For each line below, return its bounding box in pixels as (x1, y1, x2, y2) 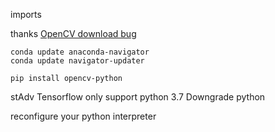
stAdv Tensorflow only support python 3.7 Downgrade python (10, 91, 266, 103)
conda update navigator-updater (10, 56, 145, 66)
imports (10, 9, 42, 20)
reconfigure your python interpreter (10, 110, 157, 122)
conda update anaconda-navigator (10, 47, 150, 57)
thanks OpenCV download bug (10, 28, 137, 39)
